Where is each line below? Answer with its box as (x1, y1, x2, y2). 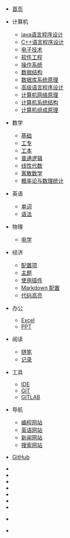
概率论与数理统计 (21, 177, 64, 184)
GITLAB (21, 394, 40, 400)
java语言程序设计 (21, 31, 63, 38)
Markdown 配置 (21, 284, 60, 291)
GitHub (11, 454, 30, 460)
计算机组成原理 (21, 106, 59, 113)
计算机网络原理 (21, 91, 59, 98)
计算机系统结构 (21, 99, 59, 106)
